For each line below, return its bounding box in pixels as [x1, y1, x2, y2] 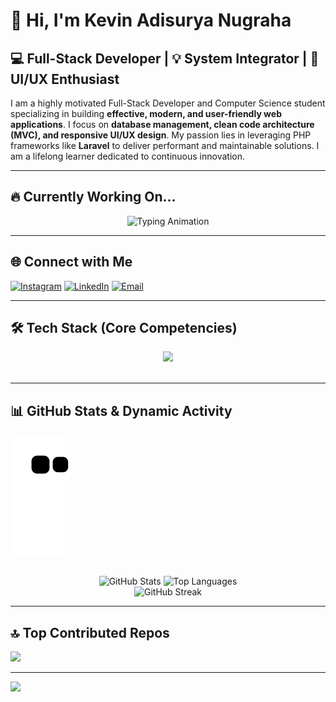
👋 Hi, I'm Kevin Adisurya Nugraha [10, 9, 292, 32]
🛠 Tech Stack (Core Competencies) [10, 320, 238, 337]
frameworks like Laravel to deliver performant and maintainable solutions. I [10, 140, 320, 151]
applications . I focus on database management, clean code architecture [10, 119, 315, 130]
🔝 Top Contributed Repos [10, 624, 170, 641]
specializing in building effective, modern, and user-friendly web [10, 108, 282, 119]
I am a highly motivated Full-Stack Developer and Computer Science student [10, 97, 326, 109]
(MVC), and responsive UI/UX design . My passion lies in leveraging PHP [10, 129, 312, 141]
